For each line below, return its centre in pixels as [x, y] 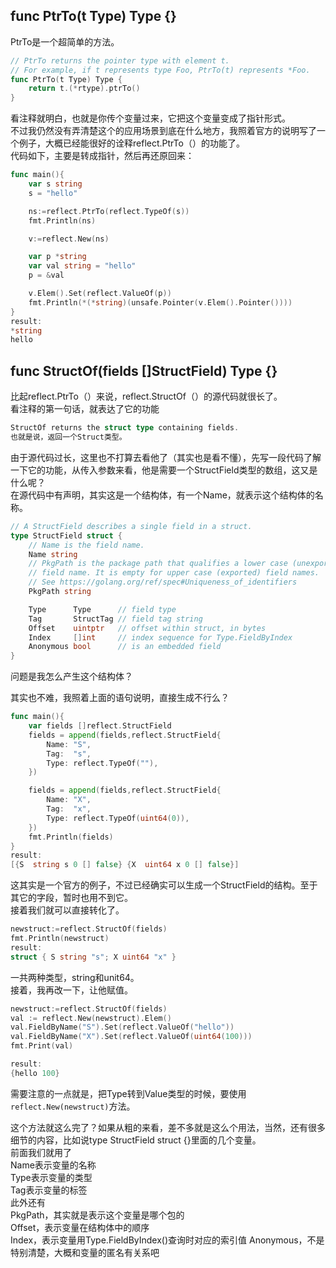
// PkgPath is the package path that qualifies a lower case [158, 564]
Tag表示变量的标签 [49, 1190]
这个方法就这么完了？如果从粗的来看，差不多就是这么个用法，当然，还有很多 [168, 1127]
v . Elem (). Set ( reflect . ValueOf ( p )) [100, 294]
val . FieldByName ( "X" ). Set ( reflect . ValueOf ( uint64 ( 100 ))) [131, 1037]
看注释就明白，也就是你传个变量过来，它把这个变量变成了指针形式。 [150, 118]
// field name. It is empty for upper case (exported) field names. [174, 573]
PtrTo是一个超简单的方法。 [65, 41]
